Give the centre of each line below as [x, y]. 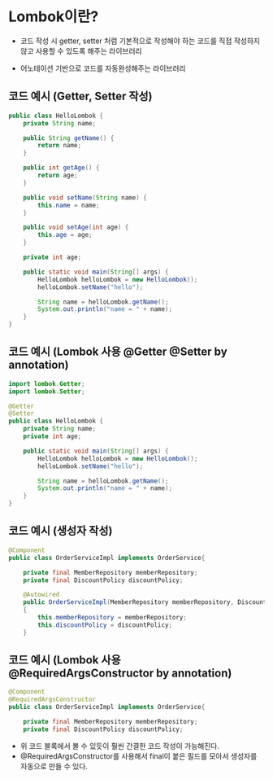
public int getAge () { [61, 168]
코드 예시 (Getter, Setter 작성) [80, 96]
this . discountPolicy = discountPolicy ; [105, 625]
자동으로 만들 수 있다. [54, 766]
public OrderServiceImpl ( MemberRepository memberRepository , [128, 602]
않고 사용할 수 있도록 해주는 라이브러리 [81, 50]
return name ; [60, 146]
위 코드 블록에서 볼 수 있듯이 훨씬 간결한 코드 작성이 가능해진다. [119, 746]
